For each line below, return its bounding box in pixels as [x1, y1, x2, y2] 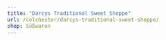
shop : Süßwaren [7, 22, 51, 29]
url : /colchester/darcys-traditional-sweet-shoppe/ [7, 16, 159, 23]
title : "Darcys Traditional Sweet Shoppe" [7, 9, 131, 17]
